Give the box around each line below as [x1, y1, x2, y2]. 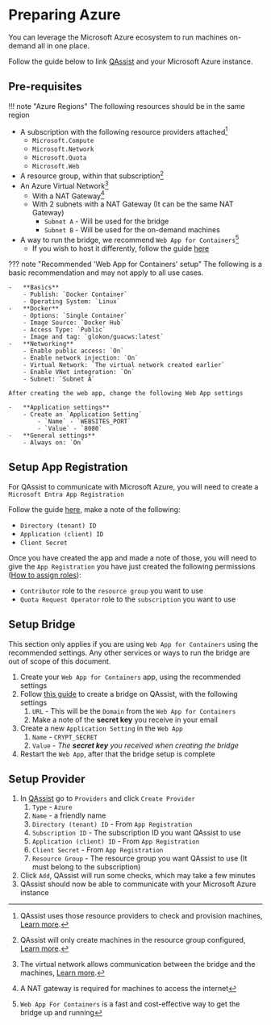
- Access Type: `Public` [23, 326, 106, 334]
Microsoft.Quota [31, 154, 87, 162]
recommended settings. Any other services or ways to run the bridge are [8, 648, 251, 657]
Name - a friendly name [31, 810, 106, 820]
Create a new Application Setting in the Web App [19, 723, 183, 733]
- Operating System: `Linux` [23, 298, 121, 306]
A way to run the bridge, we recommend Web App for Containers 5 [19, 234, 240, 245]
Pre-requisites [8, 80, 82, 94]
